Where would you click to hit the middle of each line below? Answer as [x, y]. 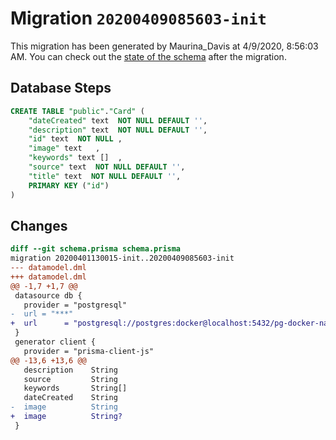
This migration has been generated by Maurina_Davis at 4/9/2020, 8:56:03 [164, 46]
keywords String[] [75, 388]
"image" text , [64, 148]
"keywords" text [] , [75, 158]
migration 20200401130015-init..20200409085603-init [122, 258]
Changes [39, 225]
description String [70, 370]
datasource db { [48, 295]
